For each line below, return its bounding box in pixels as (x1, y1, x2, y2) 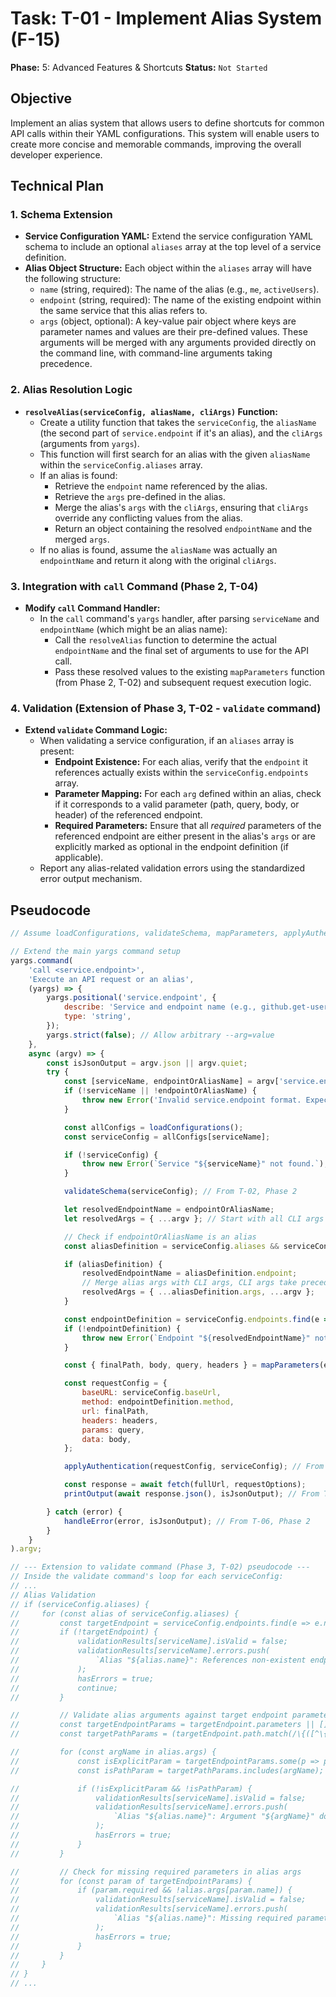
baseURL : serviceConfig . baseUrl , (81, 1388, 222, 1398)
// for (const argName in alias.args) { (10, 1747, 217, 1757)
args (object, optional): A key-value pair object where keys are (39, 315, 297, 327)
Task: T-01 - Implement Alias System (10, 7, 323, 30)
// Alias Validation (10, 1590, 97, 1600)
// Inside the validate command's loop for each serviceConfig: (10, 1572, 284, 1582)
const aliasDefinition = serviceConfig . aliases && (63, 1241, 280, 1251)
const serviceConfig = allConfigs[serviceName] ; (63, 1132, 271, 1142)
